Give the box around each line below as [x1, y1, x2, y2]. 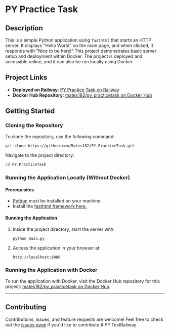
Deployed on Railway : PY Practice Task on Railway [12, 87, 120, 93]
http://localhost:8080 [12, 255, 61, 260]
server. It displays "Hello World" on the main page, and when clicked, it [5, 43, 153, 49]
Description [5, 24, 43, 32]
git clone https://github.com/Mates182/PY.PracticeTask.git [5, 143, 135, 148]
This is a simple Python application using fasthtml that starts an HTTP [5, 37, 152, 43]
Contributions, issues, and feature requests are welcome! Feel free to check [5, 316, 163, 322]
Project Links [5, 73, 48, 82]
